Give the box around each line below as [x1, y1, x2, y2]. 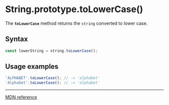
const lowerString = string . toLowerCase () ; [5, 48, 98, 54]
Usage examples [5, 62, 59, 71]
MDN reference [5, 94, 38, 100]
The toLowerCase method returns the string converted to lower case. [5, 20, 148, 26]
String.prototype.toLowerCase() [5, 4, 143, 15]
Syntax [5, 35, 28, 43]
